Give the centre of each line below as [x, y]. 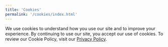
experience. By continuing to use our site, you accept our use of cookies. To [84, 34]
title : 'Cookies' [23, 10]
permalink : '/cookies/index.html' [41, 14]
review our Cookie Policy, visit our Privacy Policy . [56, 39]
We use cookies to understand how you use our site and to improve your [80, 28]
